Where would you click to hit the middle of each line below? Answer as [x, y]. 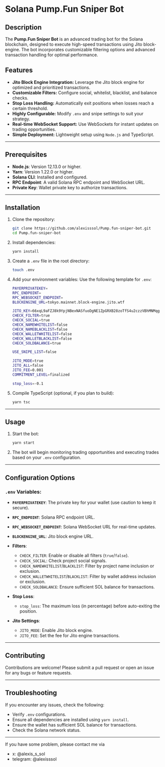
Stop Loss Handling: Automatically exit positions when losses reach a [83, 103]
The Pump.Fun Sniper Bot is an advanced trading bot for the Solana [74, 39]
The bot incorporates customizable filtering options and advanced [88, 50]
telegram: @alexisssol [34, 759]
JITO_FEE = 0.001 [28, 370]
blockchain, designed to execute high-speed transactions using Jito [74, 44]
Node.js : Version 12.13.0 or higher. [47, 167]
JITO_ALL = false [28, 366]
